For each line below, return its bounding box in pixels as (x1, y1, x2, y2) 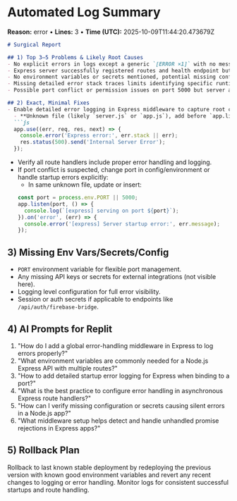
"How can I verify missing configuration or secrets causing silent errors (17, 401, 225, 409)
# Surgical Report (7, 41, 61, 48)
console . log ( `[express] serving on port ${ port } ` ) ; (24, 207, 180, 214)
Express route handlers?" (17, 394, 92, 402)
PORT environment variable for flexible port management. (17, 265, 182, 273)
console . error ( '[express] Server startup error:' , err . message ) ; (24, 220, 221, 228)
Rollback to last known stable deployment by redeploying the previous (7, 463, 212, 471)
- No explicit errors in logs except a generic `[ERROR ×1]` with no (7, 61, 217, 68)
